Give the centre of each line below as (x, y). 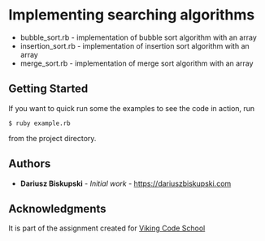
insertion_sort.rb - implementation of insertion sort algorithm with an (135, 45)
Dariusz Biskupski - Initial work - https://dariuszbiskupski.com (126, 183)
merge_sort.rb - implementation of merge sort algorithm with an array (137, 63)
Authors (30, 164)
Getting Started (48, 89)
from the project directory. (52, 138)
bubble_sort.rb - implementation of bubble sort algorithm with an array (139, 37)
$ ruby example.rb (39, 123)
